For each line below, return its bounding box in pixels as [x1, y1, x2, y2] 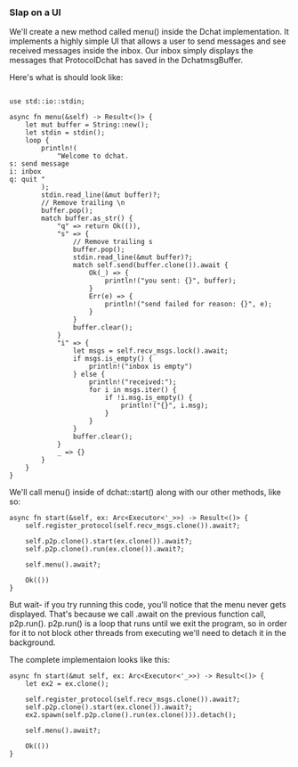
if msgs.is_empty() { [72, 355, 153, 363]
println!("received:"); [88, 378, 177, 387]
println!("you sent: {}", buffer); [104, 276, 238, 286]
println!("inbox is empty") [88, 363, 193, 371]
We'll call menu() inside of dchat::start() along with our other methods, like [9, 487, 282, 498]
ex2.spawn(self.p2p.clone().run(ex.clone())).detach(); [25, 711, 238, 720]
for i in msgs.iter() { [88, 386, 177, 395]
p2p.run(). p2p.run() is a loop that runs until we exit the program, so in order [9, 618, 287, 629]
